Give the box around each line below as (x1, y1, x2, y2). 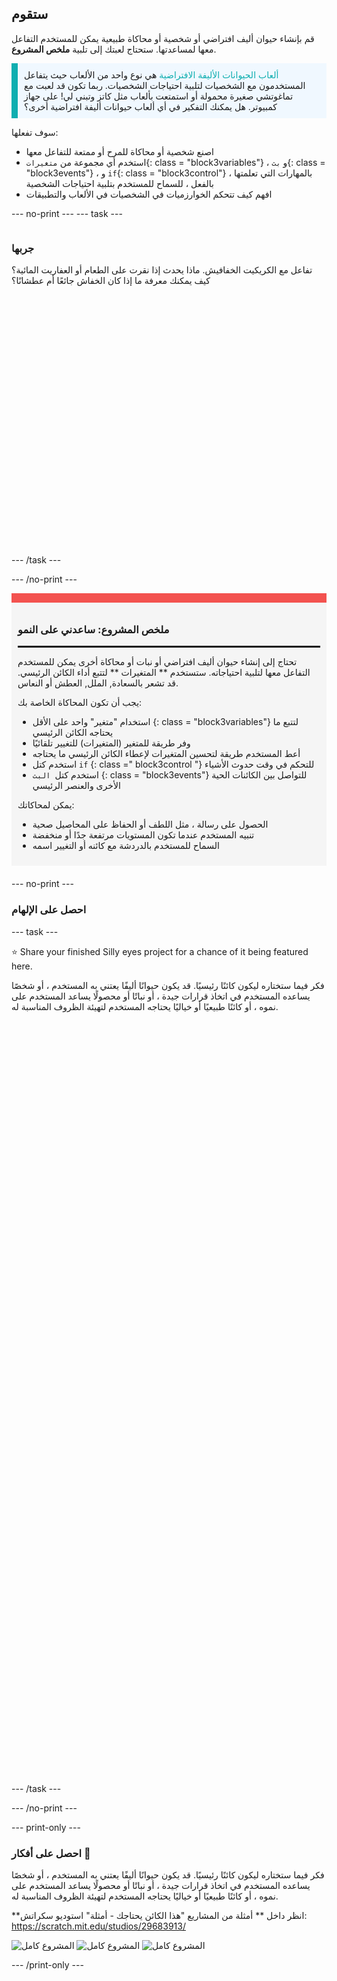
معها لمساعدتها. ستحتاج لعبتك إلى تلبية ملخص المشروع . (11, 43, 217, 55)
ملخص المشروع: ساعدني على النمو (17, 623, 170, 637)
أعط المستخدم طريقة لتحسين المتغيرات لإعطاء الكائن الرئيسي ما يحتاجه (32, 748, 301, 760)
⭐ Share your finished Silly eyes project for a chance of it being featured (11, 945, 309, 957)
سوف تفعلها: (11, 126, 59, 138)
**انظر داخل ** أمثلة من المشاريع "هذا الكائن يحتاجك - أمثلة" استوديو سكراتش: (11, 1910, 308, 1921)
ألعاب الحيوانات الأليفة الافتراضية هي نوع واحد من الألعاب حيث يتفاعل (24, 68, 279, 81)
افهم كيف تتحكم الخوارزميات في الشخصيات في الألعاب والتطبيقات (25, 188, 273, 200)
